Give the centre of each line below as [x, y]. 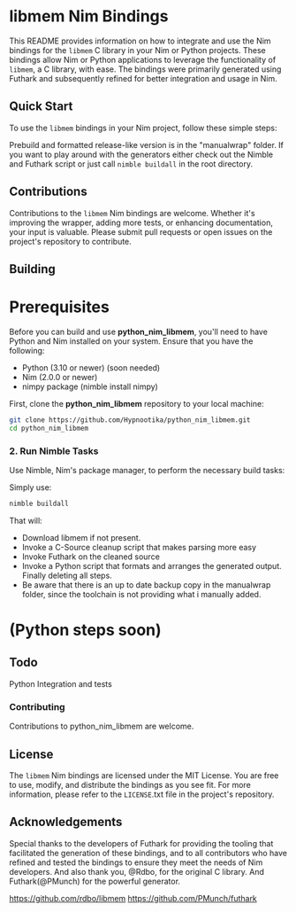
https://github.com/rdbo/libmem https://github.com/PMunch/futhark [133, 898]
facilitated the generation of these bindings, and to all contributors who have [148, 853]
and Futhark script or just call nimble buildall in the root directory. [131, 164]
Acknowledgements [66, 822]
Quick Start [41, 107]
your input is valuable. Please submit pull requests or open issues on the [141, 231]
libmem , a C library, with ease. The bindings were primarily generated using [145, 69]
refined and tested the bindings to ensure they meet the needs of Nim [136, 862]
